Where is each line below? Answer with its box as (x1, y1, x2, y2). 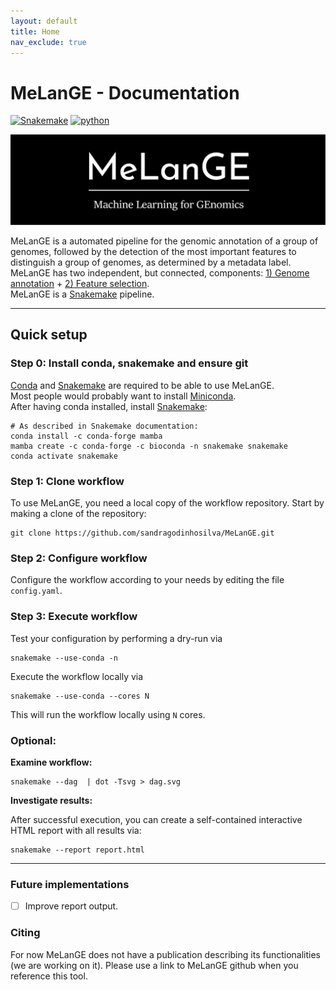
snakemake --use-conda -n (10, 653, 118, 663)
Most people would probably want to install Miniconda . (10, 390, 237, 402)
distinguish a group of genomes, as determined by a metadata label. (10, 256, 292, 269)
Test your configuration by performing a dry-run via (10, 632, 223, 644)
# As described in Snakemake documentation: (10, 421, 199, 431)
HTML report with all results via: (10, 824, 142, 836)
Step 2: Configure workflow (10, 551, 148, 565)
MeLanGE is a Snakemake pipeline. (10, 288, 155, 300)
